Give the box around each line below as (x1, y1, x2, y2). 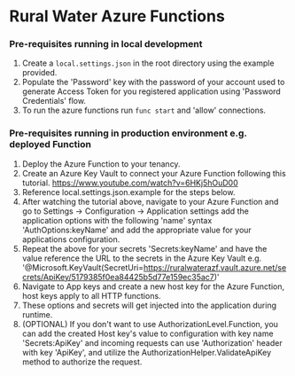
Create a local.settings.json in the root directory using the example (21, 58, 275, 68)
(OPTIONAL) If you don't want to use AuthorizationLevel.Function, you (21, 318, 279, 329)
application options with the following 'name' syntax (21, 215, 213, 225)
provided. (21, 67, 58, 78)
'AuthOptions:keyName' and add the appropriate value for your (21, 224, 252, 235)
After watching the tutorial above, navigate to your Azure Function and (21, 196, 279, 207)
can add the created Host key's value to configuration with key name (21, 328, 274, 339)
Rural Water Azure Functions (9, 6, 226, 27)
